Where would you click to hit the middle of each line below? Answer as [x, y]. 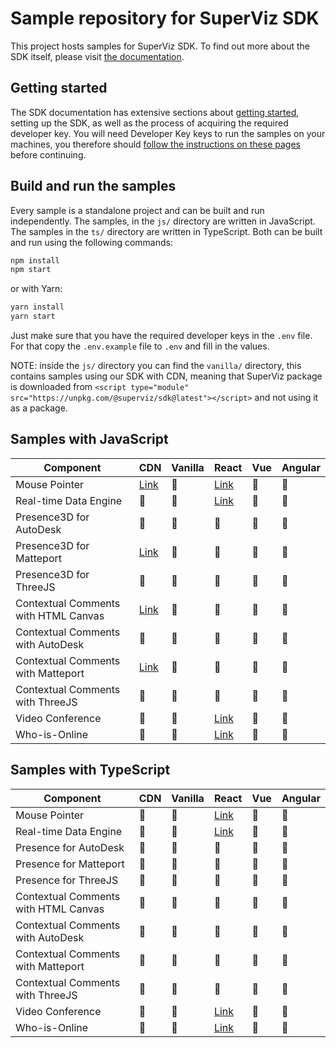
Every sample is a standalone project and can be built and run [137, 210]
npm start [31, 270]
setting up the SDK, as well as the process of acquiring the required [149, 123]
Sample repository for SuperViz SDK [165, 18]
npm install [35, 260]
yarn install [37, 307]
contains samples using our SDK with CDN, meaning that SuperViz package [166, 376]
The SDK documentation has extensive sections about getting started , [155, 112]
